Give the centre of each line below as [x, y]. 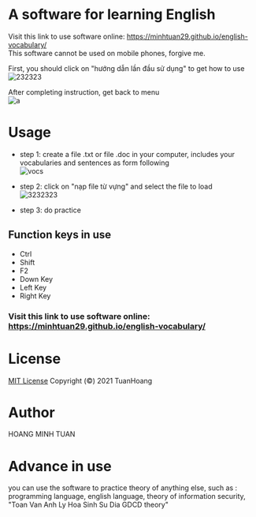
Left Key [33, 287]
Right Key [35, 296]
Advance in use [60, 466]
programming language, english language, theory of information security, [127, 496]
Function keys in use [60, 235]
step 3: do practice [50, 210]
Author [32, 412]
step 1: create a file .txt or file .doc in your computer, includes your [127, 154]
